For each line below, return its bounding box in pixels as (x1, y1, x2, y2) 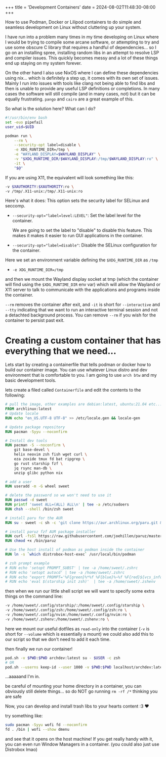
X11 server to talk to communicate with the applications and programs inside (5, 287, 160, 293)
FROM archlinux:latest (5, 406, 52, 411)
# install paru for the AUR (5, 515, 63, 520)
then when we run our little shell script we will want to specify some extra (5, 588, 155, 594)
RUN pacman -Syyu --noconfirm (5, 429, 68, 434)
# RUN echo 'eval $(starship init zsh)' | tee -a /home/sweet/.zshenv (5, 579, 156, 584)
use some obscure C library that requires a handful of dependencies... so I (5, 45, 157, 50)
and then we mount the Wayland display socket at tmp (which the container (5, 276, 159, 282)
